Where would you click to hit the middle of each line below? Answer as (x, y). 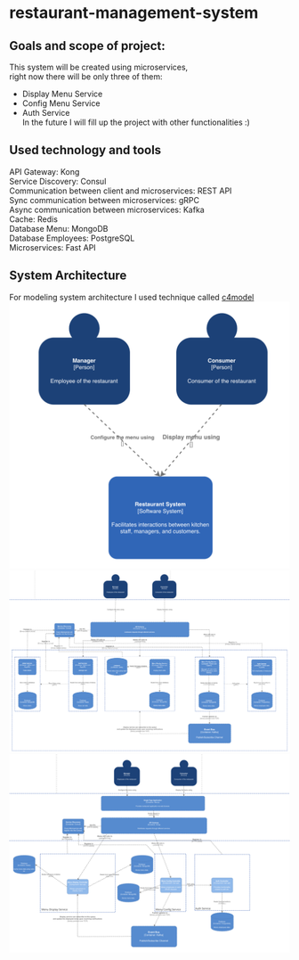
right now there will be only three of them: (86, 77)
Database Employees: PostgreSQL (72, 238)
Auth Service (46, 113)
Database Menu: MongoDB (59, 228)
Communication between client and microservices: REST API (121, 191)
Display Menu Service (62, 94)
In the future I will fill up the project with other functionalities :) (136, 122)
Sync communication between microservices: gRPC (105, 200)
